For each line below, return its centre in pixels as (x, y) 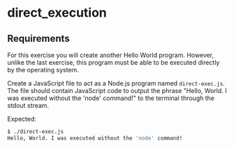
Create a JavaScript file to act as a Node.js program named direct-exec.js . (116, 83)
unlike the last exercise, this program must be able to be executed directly (114, 63)
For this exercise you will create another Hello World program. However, (111, 55)
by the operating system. (43, 70)
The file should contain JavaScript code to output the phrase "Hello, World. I (117, 91)
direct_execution (57, 13)
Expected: (22, 119)
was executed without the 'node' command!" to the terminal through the (111, 98)
